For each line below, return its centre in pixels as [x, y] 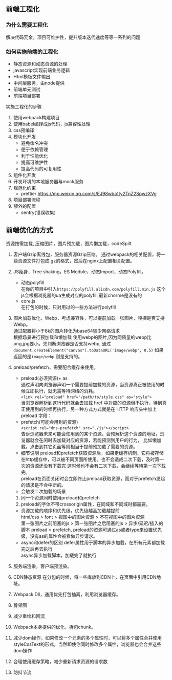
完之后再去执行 [37, 549]
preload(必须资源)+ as [44, 378]
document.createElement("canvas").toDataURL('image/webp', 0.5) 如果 [88, 350]
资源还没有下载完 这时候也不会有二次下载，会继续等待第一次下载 [98, 466]
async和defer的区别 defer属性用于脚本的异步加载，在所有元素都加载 [93, 542]
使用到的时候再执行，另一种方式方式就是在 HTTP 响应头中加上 [91, 409]
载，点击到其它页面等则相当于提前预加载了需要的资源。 [79, 446]
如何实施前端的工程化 [32, 52]
